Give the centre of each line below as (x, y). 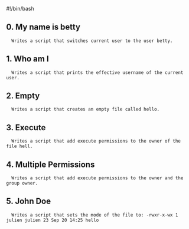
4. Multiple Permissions (50, 164)
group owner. (22, 183)
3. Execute (26, 128)
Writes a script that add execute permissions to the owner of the (96, 141)
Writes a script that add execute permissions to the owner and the (97, 178)
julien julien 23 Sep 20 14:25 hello (53, 220)
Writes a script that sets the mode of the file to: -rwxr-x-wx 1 (95, 215)
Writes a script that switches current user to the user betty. (92, 41)
